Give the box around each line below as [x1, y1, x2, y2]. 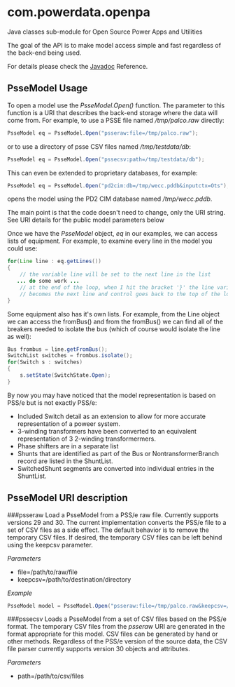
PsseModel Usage [7, 82, 88, 95]
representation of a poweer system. [17, 419, 120, 428]
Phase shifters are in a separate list [17, 441, 119, 450]
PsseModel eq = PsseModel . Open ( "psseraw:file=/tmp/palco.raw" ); [7, 129, 199, 137]
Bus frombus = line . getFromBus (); [7, 345, 108, 353]
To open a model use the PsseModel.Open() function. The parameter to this [7, 101, 225, 109]
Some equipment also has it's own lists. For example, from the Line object [7, 309, 220, 318]
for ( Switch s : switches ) [7, 359, 83, 366]
